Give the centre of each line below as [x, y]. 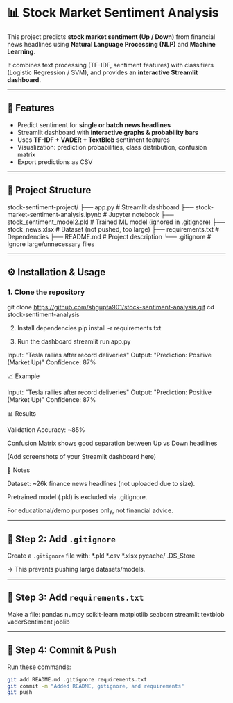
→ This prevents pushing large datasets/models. [76, 569]
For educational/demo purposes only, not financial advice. [90, 510]
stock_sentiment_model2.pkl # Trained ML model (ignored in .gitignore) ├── [116, 222]
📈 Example [24, 376]
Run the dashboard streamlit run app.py [74, 341]
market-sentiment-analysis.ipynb [54, 214]
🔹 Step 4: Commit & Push [62, 650]
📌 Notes [19, 470]
